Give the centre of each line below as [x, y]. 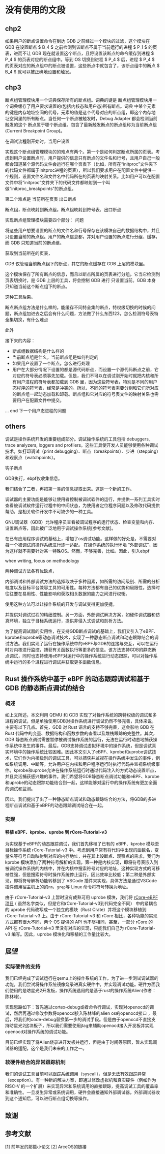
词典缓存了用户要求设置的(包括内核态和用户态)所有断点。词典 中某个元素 [82, 106]
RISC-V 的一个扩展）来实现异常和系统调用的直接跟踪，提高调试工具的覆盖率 [82, 1086]
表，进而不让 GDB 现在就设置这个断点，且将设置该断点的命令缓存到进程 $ [80, 53]
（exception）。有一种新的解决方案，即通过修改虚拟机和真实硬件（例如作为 [81, 1080]
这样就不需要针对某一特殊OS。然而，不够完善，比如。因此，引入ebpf [79, 551]
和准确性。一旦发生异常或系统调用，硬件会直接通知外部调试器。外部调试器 [80, 1092]
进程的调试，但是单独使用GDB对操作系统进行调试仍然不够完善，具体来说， [81, 721]
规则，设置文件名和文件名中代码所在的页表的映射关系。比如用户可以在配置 [84, 176]
